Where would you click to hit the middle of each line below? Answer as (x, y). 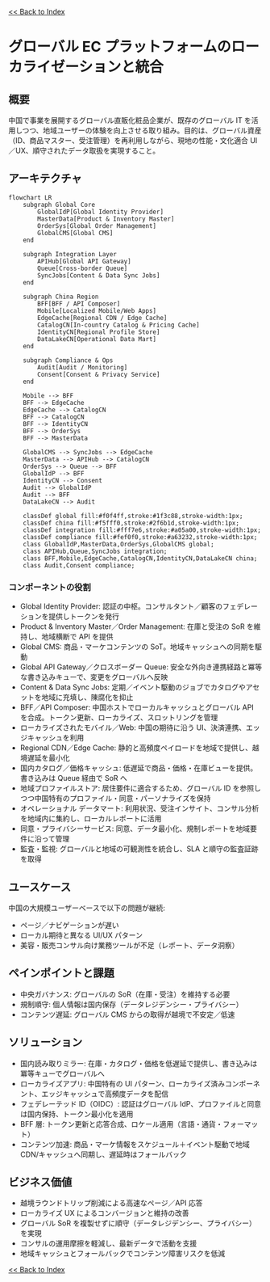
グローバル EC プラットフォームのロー (134, 47)
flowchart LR (30, 197)
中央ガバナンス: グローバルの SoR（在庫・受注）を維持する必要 (125, 994)
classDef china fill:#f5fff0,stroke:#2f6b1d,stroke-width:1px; (131, 523)
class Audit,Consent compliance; (79, 565)
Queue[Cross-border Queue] (83, 268)
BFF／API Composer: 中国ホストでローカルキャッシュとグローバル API (137, 707)
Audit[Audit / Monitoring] (83, 367)
